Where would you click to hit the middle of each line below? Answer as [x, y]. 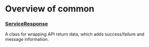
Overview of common [50, 9]
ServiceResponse [26, 24]
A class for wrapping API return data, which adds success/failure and [75, 34]
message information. [27, 39]
